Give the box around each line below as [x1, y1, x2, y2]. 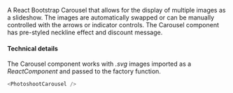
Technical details [7, 44, 58, 52]
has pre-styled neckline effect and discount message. [7, 28, 163, 36]
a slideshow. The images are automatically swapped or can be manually [7, 13, 215, 22]
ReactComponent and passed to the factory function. [7, 67, 161, 76]
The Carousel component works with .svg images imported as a [7, 59, 192, 69]
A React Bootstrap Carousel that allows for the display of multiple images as [7, 6, 226, 14]
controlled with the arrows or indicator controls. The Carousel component [7, 21, 219, 29]
